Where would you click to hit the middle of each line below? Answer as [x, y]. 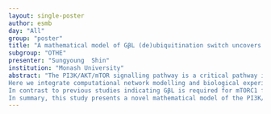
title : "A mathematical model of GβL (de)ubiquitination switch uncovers [135, 46]
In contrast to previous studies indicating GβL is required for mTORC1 [133, 90]
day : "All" [27, 31]
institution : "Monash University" [67, 68]
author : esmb [30, 23]
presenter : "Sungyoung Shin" [59, 61]
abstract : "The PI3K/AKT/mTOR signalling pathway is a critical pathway [133, 75]
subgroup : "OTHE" [38, 53]
